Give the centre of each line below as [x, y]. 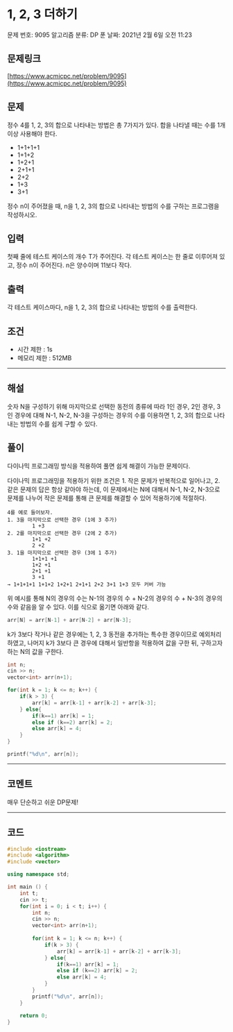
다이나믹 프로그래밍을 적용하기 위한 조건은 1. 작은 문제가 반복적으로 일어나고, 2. [114, 480]
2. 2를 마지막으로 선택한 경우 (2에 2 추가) [62, 533]
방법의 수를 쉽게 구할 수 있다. [59, 423]
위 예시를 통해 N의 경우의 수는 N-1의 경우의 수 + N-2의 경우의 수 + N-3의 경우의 [115, 598]
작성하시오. [22, 214]
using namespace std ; [38, 874]
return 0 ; [34, 1015]
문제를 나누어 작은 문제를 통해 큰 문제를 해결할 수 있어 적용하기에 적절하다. [107, 498]
